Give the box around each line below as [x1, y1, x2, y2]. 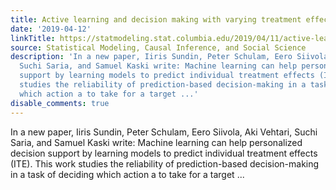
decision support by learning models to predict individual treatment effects [10, 147, 318, 159]
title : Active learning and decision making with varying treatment [10, 14, 302, 25]
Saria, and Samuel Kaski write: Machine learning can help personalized [10, 136, 303, 148]
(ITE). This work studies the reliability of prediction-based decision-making [10, 157, 320, 170]
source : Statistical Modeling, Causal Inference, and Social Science [10, 42, 307, 53]
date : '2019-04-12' [10, 24, 92, 34]
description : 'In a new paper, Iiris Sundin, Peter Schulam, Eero [10, 52, 293, 62]
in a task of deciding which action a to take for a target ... [10, 168, 245, 180]
